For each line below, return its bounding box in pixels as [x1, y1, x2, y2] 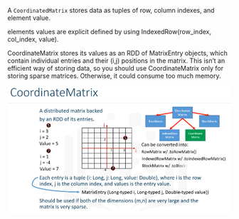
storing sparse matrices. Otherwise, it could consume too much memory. [7, 71, 222, 80]
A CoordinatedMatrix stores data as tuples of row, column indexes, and [7, 6, 215, 14]
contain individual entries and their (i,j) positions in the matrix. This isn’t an [7, 56, 225, 65]
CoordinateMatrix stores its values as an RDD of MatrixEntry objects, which [7, 49, 228, 57]
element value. [7, 14, 51, 22]
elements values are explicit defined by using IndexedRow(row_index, [7, 28, 212, 36]
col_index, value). [7, 35, 59, 44]
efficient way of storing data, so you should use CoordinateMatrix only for [7, 64, 224, 72]
